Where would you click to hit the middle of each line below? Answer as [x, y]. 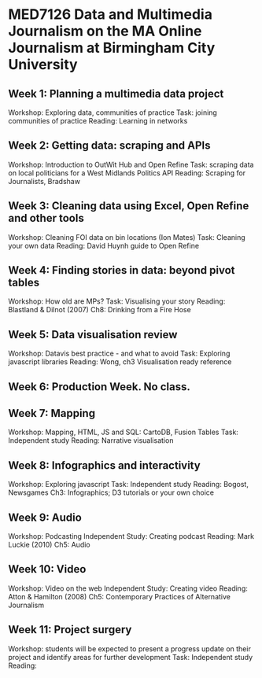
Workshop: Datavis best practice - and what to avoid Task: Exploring [119, 354]
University [43, 65]
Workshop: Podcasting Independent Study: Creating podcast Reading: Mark [131, 536]
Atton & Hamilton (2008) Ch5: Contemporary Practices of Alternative [119, 596]
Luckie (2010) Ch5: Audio [49, 545]
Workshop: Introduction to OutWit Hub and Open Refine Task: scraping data [131, 164]
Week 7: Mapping [52, 413]
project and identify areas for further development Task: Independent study [131, 657]
